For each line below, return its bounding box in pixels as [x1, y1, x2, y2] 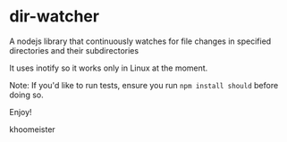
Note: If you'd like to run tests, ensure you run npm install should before [9, 79, 279, 90]
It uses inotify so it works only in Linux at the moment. [9, 63, 208, 73]
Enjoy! [9, 106, 33, 117]
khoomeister [9, 123, 55, 135]
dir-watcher [9, 6, 100, 27]
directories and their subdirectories [9, 45, 139, 55]
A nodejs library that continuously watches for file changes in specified [9, 36, 272, 46]
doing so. [9, 89, 44, 100]
